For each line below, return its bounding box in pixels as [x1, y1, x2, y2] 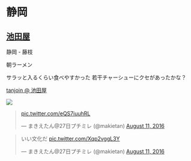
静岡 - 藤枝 [6, 49, 33, 55]
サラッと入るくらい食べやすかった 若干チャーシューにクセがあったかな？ [6, 74, 187, 81]
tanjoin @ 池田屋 [6, 87, 47, 94]
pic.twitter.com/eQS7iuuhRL [20, 110, 91, 117]
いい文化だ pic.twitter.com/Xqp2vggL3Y [20, 135, 120, 142]
